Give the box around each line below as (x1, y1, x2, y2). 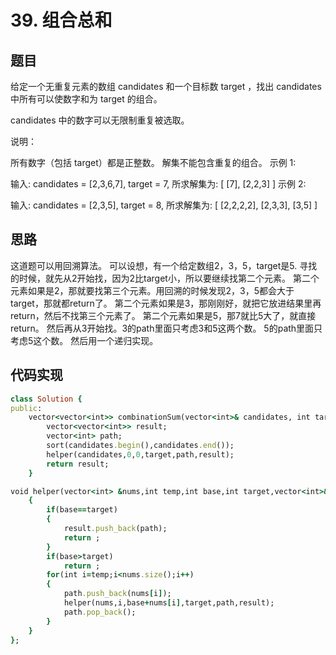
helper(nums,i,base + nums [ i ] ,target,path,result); (63, 598, 275, 608)
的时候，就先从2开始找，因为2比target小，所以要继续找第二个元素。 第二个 (10, 272, 320, 284)
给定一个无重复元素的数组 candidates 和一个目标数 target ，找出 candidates (10, 81, 322, 92)
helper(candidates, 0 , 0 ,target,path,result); (46, 449, 235, 460)
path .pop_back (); (63, 607, 137, 617)
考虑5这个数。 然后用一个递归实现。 (10, 334, 159, 346)
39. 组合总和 (10, 9, 113, 32)
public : (10, 403, 43, 413)
